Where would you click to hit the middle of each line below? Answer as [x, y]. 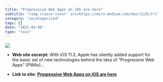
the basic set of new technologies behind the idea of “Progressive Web [83, 60]
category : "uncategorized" [32, 18]
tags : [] [14, 23]
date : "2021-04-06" [25, 27]
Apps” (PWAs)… [28, 65]
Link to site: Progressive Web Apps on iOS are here [65, 74]
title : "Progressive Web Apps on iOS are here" [54, 9]
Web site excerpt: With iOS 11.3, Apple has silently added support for [81, 55]
